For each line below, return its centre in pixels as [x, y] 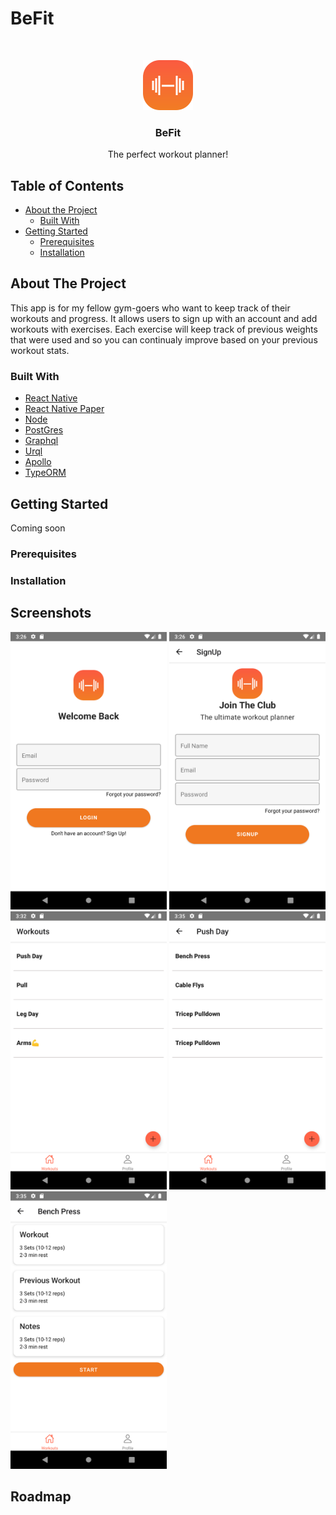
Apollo [38, 462]
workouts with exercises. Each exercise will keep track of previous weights [164, 329]
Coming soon [38, 528]
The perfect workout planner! [168, 154]
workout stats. [40, 350]
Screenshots [51, 613]
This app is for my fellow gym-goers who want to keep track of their [150, 308]
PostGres [44, 430]
